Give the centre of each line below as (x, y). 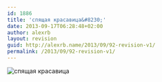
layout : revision (32, 39)
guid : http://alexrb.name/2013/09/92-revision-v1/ (81, 45)
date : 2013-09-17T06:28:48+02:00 (55, 26)
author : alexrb (29, 32)
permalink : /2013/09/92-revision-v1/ (61, 52)
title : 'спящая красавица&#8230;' (57, 20)
